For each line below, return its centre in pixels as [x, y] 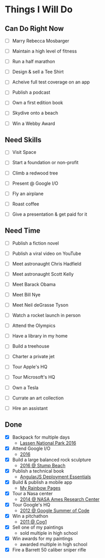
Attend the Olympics [34, 326]
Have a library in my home [40, 336]
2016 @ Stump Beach [43, 465]
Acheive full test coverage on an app [51, 82]
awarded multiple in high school [54, 545]
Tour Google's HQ [31, 504]
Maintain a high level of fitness [45, 51]
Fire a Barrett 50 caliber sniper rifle [49, 550]
